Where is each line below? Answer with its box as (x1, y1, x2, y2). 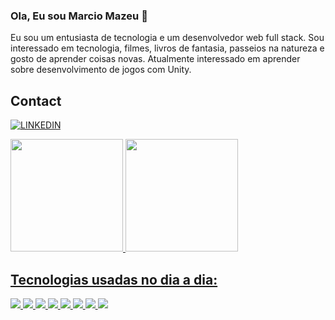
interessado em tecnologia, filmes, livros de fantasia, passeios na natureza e (10, 42, 325, 54)
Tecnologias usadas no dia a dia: (10, 271, 218, 288)
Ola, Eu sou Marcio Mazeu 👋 (10, 9, 148, 23)
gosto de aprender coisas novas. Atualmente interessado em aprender (10, 53, 301, 65)
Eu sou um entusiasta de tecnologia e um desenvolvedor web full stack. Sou (10, 32, 325, 44)
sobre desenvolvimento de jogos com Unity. (10, 64, 192, 76)
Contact (10, 92, 62, 109)
